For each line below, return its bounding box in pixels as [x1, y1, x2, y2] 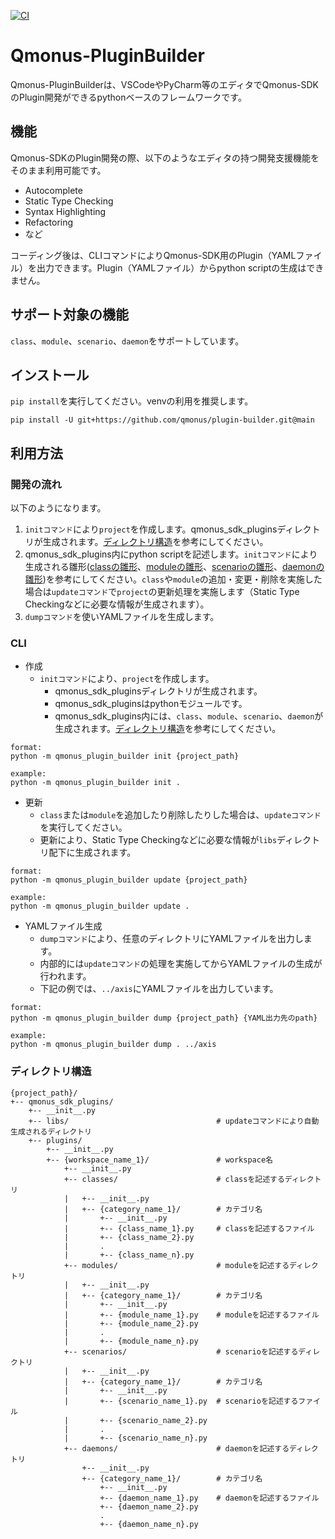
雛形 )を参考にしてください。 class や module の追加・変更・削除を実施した [24, 573, 323, 585]
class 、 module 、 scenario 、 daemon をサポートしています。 [10, 335, 245, 347]
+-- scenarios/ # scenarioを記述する [63, 1346, 299, 1357]
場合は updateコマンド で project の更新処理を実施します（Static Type [24, 586, 300, 598]
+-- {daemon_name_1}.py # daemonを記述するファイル [99, 1493, 320, 1503]
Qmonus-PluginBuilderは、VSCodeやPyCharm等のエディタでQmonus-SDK [10, 78, 320, 90]
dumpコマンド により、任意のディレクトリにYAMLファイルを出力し [39, 933, 304, 945]
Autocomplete [24, 184, 83, 196]
